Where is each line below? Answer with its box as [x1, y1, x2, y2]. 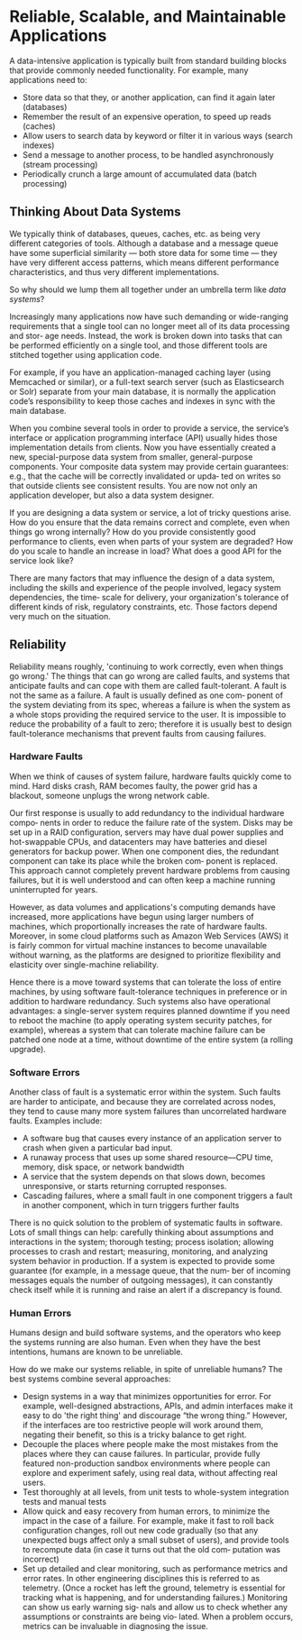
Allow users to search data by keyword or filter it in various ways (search [22, 130, 293, 141]
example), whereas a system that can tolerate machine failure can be [9, 1024, 266, 1035]
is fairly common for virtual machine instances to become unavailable [9, 939, 268, 950]
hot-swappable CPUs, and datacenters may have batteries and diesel [9, 836, 268, 847]
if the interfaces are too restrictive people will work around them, [22, 1420, 264, 1431]
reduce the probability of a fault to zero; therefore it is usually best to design [9, 719, 293, 729]
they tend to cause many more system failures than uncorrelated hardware [9, 1106, 287, 1117]
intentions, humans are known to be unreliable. [9, 1346, 183, 1358]
